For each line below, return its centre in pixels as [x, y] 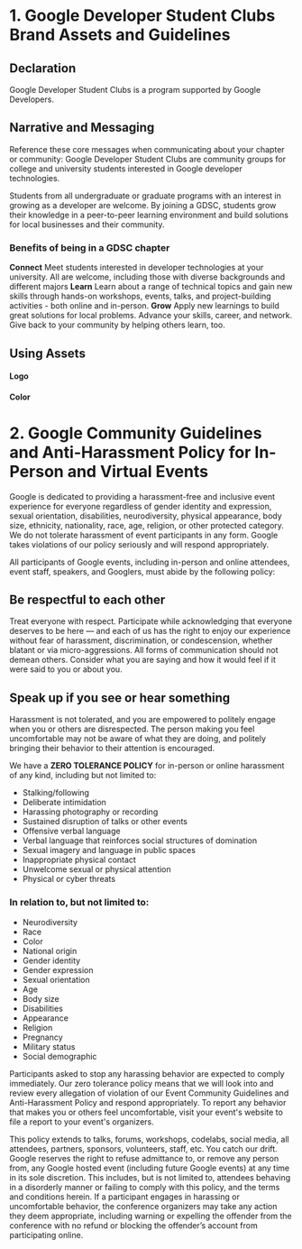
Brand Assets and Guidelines [120, 35]
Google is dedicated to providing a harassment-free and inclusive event [142, 496]
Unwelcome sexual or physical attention [96, 869]
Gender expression [58, 969]
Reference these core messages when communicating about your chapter [147, 149]
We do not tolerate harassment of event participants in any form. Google [144, 535]
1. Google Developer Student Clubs [142, 16]
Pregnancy [42, 1037]
